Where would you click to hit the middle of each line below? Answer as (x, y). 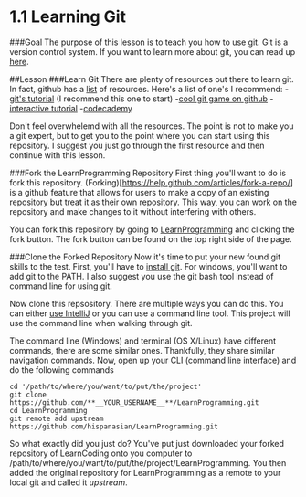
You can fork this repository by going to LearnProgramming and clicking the (152, 229)
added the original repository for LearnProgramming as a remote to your (145, 472)
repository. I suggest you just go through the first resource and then (137, 145)
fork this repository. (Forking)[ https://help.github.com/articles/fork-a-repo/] (152, 182)
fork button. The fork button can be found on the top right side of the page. (151, 238)
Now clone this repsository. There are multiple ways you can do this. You (147, 303)
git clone (28, 395)
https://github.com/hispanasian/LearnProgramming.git (114, 427)
